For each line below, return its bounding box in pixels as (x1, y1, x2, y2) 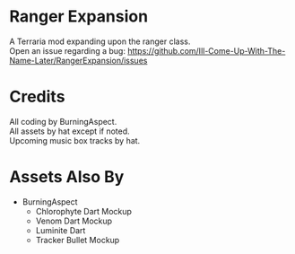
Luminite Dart (35, 224, 86, 235)
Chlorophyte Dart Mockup (35, 206, 133, 216)
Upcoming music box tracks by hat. (9, 135, 141, 145)
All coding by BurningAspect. (9, 116, 117, 127)
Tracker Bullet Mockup (35, 234, 120, 245)
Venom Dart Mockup (35, 215, 113, 226)
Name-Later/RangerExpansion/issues (9, 55, 148, 66)
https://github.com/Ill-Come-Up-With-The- (126, 45, 286, 56)
